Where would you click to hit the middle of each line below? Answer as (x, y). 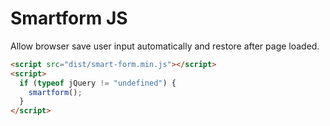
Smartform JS (69, 18)
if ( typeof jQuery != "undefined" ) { (98, 83)
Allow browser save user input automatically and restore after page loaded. (165, 46)
